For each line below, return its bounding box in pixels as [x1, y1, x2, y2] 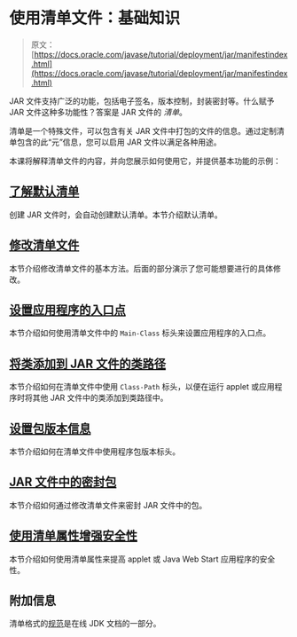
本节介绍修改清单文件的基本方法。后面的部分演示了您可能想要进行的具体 [9, 263, 273, 273]
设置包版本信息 [9, 421, 91, 436]
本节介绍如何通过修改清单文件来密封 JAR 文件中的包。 [9, 499, 207, 510]
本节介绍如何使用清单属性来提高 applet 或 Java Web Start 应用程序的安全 [9, 554, 276, 564]
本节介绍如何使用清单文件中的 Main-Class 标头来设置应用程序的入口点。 [9, 327, 271, 338]
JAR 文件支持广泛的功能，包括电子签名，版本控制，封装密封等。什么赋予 [9, 95, 275, 106]
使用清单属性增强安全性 [9, 529, 137, 544]
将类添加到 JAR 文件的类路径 [9, 356, 167, 371]
